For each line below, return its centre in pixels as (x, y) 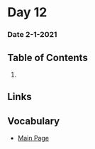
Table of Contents (48, 57)
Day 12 (27, 12)
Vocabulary (34, 121)
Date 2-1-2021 (32, 35)
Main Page (33, 138)
